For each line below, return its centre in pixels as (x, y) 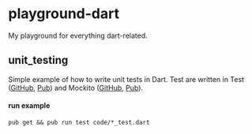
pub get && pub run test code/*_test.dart (79, 122)
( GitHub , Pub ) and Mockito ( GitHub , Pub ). (76, 87)
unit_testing (38, 60)
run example (29, 106)
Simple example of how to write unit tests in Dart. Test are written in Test (126, 79)
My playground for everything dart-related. (78, 35)
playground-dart (64, 14)
